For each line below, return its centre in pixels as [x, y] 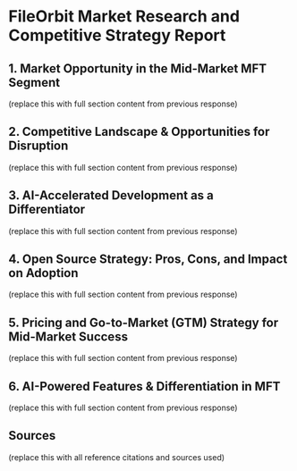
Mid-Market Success [68, 336]
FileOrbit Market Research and [124, 17]
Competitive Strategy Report [117, 35]
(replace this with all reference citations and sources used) [117, 457]
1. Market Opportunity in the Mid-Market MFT [138, 68]
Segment [34, 82]
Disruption [38, 146]
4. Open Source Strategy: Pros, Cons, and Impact [148, 260]
